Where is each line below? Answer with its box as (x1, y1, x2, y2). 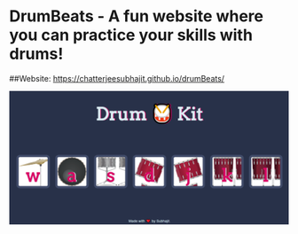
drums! (9, 44, 64, 64)
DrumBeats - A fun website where (9, 6, 264, 27)
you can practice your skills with (9, 25, 253, 45)
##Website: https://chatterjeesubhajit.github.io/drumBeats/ (9, 73, 224, 83)
